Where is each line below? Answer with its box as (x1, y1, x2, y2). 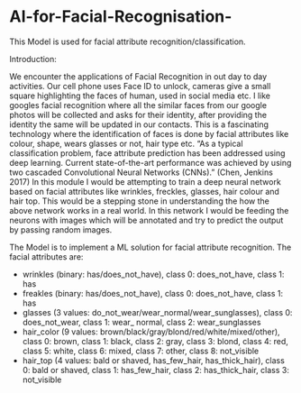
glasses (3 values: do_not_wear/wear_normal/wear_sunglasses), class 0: (22, 306, 293, 317)
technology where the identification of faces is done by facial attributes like (9, 128, 289, 139)
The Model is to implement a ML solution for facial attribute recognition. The (9, 242, 292, 252)
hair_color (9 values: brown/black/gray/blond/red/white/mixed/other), (22, 326, 281, 337)
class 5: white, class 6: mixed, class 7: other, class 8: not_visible (22, 345, 260, 356)
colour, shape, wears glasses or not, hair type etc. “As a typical (9, 138, 243, 149)
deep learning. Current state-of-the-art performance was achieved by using (9, 157, 292, 168)
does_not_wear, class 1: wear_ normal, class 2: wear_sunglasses (22, 316, 261, 327)
